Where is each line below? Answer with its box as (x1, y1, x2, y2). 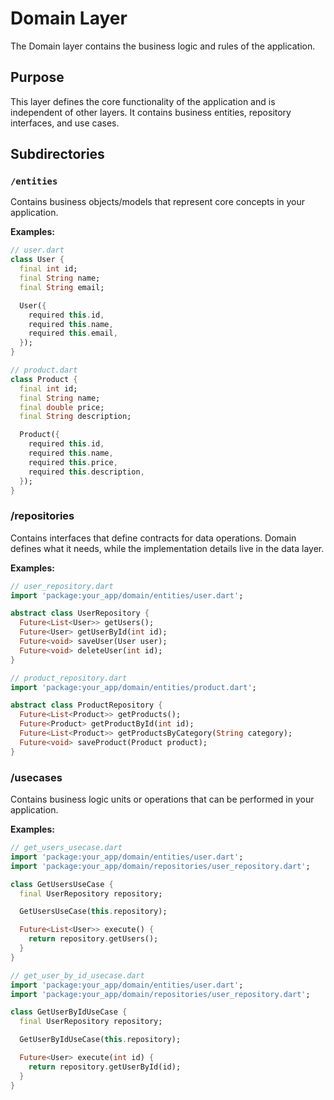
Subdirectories (10, 146, 105, 163)
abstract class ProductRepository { (10, 700, 163, 711)
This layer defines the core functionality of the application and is (10, 95, 276, 107)
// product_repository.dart (10, 673, 128, 683)
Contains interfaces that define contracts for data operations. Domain (10, 532, 297, 544)
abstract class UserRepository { (10, 608, 150, 619)
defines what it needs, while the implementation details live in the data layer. (10, 542, 325, 554)
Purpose (10, 69, 65, 86)
